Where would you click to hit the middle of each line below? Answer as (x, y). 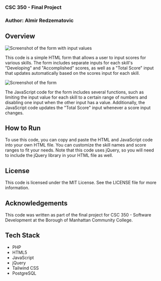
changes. (14, 113)
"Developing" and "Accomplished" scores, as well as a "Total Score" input (80, 68)
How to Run (23, 128)
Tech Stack (22, 235)
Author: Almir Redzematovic (40, 20)
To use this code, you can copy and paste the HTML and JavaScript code (79, 140)
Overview (20, 36)
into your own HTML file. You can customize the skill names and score (76, 145)
